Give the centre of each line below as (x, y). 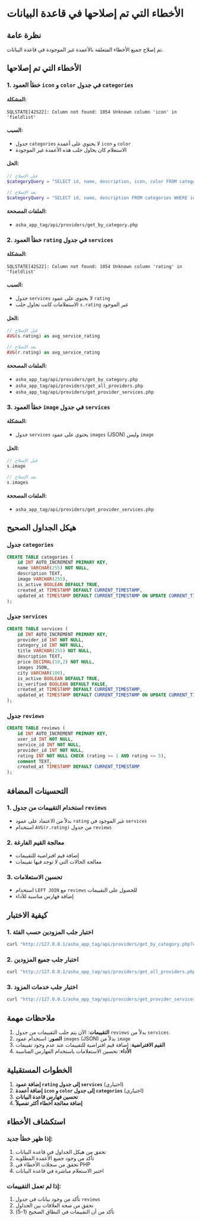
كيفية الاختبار (27, 915)
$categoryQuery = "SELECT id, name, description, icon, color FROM (92, 181)
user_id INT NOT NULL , (45, 739)
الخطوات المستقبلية (39, 1070)
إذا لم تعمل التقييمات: (34, 1186)
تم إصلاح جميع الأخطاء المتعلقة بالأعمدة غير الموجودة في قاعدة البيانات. (85, 49)
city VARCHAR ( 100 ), (42, 673)
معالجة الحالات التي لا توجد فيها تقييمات (58, 862)
